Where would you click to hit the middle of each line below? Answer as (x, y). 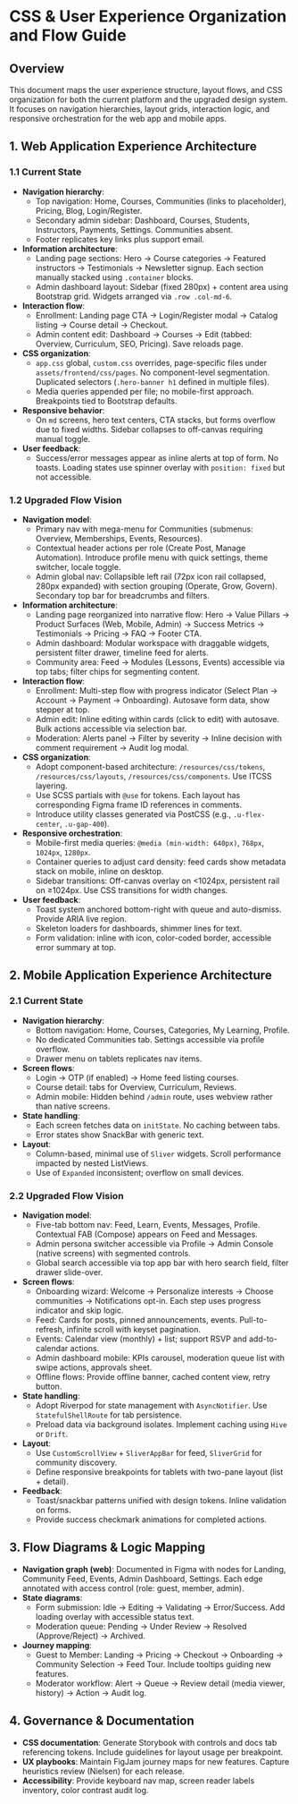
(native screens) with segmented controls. (113, 1253)
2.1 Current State (46, 1001)
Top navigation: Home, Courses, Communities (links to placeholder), (161, 201)
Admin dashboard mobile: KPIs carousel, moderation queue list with (160, 1357)
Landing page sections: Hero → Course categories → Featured (150, 258)
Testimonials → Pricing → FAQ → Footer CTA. (119, 634)
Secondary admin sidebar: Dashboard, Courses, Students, (142, 220)
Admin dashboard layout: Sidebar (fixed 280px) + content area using (161, 286)
